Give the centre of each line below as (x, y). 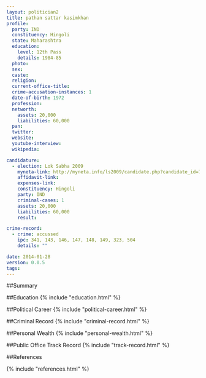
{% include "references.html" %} (48, 369)
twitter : (23, 132)
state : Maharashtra (37, 41)
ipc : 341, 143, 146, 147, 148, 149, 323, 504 (77, 240)
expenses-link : (37, 183)
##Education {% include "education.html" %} (63, 297)
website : (23, 138)
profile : (17, 23)
